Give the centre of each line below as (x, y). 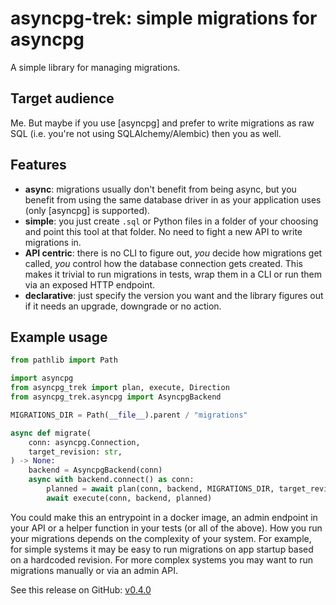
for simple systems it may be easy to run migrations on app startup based (162, 549)
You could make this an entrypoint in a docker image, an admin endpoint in (164, 517)
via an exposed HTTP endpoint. (90, 284)
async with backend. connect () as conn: (111, 480)
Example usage (59, 337)
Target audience (62, 98)
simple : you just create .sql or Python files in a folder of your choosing (171, 221)
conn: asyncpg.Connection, (84, 442)
